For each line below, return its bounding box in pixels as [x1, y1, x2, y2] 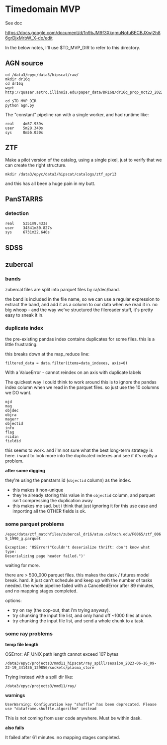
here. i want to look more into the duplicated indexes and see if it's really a [5, 452, 158, 458]
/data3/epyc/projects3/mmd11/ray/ [5, 684, 77, 689]
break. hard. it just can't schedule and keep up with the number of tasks [5, 577, 153, 583]
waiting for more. [5, 562, 40, 568]
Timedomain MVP [5, 3, 81, 15]
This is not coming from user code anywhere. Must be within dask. [5, 715, 142, 721]
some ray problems [5, 630, 53, 637]
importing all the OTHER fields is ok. [12, 508, 86, 514]
